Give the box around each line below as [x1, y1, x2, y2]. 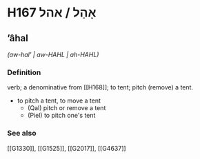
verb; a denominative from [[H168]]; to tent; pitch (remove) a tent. [7, 83, 194, 92]
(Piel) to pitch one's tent [27, 112, 96, 120]
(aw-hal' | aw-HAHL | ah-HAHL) [7, 50, 99, 59]
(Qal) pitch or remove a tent [27, 104, 106, 112]
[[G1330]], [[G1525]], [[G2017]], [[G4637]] [7, 144, 126, 152]
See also [7, 129, 37, 138]
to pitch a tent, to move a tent [17, 96, 101, 105]
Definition [7, 67, 41, 77]
